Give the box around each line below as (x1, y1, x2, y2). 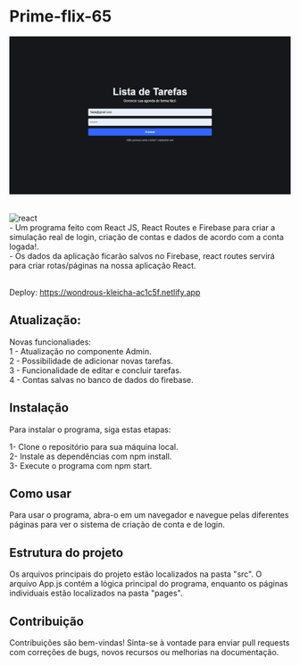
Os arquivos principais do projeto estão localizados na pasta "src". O (9, 569, 262, 579)
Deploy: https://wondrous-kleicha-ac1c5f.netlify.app (9, 287, 201, 297)
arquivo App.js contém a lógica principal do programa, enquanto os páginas (9, 579, 288, 589)
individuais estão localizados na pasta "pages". (9, 587, 183, 599)
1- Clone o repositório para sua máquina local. (9, 441, 179, 452)
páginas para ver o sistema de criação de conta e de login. (9, 520, 226, 530)
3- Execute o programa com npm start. (9, 460, 153, 470)
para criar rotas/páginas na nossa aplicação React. (9, 260, 196, 271)
